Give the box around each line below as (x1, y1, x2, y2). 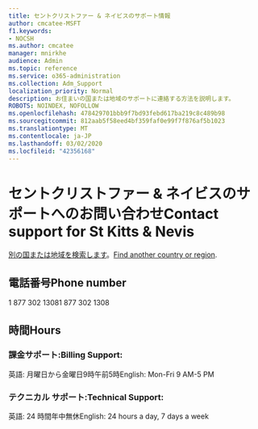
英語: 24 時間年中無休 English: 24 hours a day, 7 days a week (8, 411, 210, 421)
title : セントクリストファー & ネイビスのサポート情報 (8, 11, 171, 20)
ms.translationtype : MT (8, 124, 89, 132)
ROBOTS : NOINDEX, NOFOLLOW (8, 102, 99, 110)
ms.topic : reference (8, 65, 78, 73)
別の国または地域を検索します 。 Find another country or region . (8, 250, 218, 259)
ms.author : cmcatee (8, 42, 74, 50)
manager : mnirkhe (8, 49, 67, 57)
